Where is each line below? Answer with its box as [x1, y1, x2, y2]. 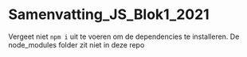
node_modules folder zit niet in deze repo [8, 40, 145, 49]
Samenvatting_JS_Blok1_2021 [8, 6, 210, 24]
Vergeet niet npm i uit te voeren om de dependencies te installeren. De [8, 32, 240, 41]
